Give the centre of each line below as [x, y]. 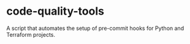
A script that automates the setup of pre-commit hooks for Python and [95, 28]
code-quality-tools [55, 11]
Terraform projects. [31, 34]
